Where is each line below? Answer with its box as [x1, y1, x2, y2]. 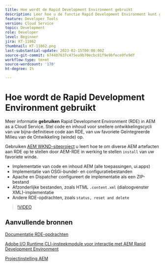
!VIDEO [17, 204, 32, 210]
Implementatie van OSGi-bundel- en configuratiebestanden [12, 169, 133, 174]
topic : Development [5, 25, 45, 30]
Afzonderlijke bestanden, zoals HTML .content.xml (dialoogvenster [12, 184, 149, 190]
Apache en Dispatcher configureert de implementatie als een [12, 173, 136, 179]
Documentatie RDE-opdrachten [5, 231, 69, 237]
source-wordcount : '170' [5, 62, 56, 67]
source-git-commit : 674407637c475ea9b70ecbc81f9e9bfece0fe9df [5, 52, 135, 58]
